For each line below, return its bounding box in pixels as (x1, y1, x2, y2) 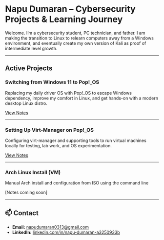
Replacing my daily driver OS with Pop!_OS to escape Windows (5, 90, 132, 96)
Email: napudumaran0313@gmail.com (12, 224, 89, 230)
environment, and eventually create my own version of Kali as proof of (5, 40, 146, 46)
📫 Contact (5, 209, 39, 217)
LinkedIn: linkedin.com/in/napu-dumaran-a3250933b (12, 229, 121, 235)
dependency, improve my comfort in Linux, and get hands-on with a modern (5, 95, 159, 101)
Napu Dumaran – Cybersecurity (5, 3, 136, 15)
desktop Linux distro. (5, 100, 47, 106)
